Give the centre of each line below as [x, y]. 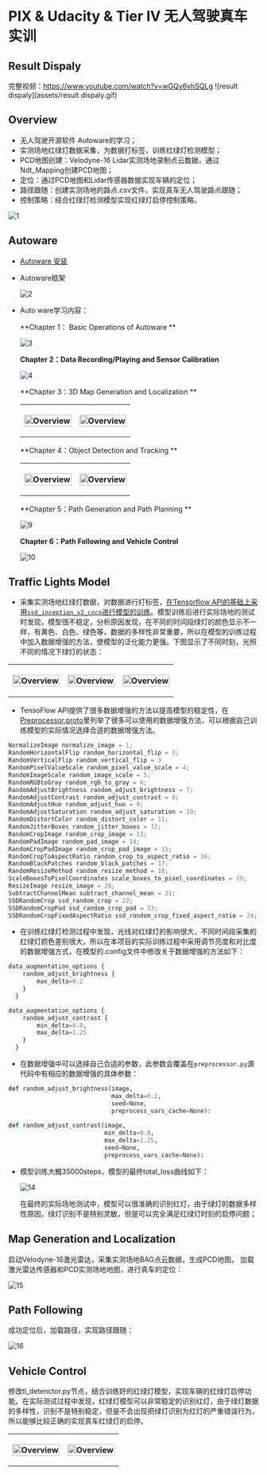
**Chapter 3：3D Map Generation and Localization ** [108, 391]
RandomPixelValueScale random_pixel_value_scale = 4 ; [99, 768]
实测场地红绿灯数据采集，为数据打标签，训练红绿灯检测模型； [121, 150]
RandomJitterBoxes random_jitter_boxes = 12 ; [85, 827]
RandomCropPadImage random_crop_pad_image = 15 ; [90, 849]
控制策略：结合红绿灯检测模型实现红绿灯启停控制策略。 [110, 200]
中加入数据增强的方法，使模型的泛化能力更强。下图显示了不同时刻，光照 [138, 642]
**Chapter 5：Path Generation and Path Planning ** [106, 509]
